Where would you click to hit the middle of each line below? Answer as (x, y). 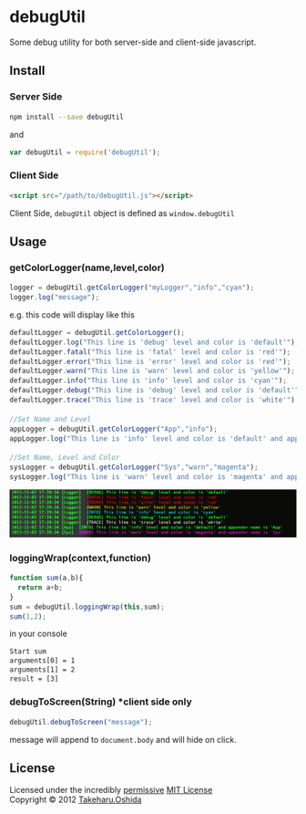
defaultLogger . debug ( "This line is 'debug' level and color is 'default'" (154, 391)
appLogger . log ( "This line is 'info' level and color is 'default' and (146, 438)
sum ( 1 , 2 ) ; (28, 616)
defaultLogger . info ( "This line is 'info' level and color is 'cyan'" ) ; (148, 381)
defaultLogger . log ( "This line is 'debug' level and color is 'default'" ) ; (154, 342)
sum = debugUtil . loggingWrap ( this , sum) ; (87, 607)
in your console (39, 634)
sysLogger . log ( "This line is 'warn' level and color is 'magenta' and (146, 477)
